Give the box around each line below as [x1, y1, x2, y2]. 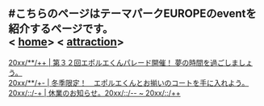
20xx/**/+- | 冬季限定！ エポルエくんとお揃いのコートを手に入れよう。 [8, 78, 249, 87]
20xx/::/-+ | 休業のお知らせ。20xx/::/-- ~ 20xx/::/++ [8, 87, 181, 98]
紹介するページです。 [8, 22, 114, 36]
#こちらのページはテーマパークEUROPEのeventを [8, 6, 257, 21]
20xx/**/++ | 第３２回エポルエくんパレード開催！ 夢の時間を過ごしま [8, 57, 239, 67]
